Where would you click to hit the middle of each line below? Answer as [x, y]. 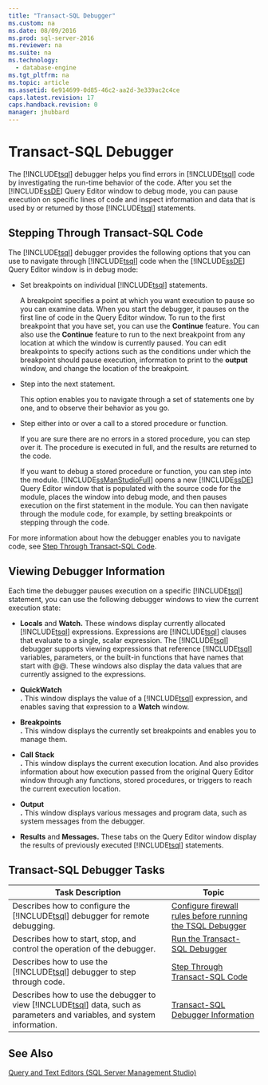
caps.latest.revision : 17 [51, 98]
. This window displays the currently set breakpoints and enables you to [138, 730]
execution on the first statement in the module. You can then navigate [134, 505]
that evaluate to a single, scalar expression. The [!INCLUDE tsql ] [124, 640]
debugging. [34, 926]
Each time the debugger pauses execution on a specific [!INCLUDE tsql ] [126, 590]
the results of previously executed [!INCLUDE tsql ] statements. [122, 845]
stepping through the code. [65, 522]
